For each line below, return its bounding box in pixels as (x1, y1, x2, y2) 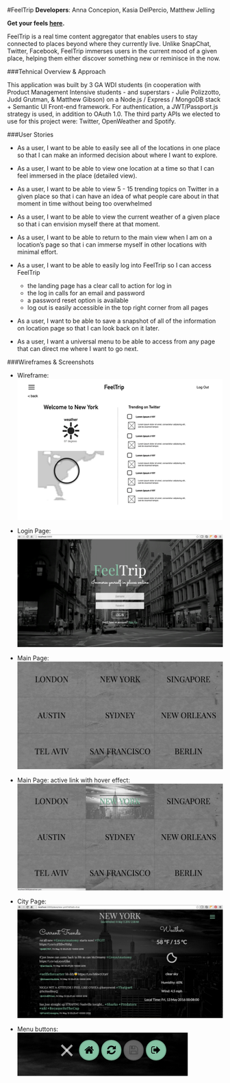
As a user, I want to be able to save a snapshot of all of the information (16, 317, 216, 325)
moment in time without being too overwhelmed (16, 199, 153, 208)
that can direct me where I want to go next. (16, 345, 139, 352)
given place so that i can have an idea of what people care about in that (16, 192, 219, 200)
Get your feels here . (7, 19, 65, 27)
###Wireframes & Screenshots (7, 358, 94, 366)
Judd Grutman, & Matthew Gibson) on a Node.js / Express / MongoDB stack (7, 95, 221, 104)
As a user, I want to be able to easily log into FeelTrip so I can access (16, 261, 212, 269)
